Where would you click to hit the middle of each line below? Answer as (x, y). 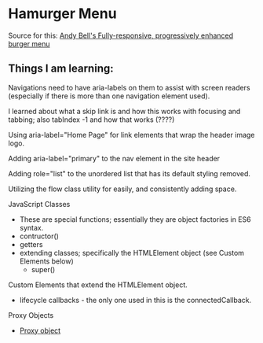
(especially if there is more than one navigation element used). (109, 96)
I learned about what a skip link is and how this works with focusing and (124, 111)
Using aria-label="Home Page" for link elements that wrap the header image (131, 135)
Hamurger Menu (62, 14)
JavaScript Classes (39, 204)
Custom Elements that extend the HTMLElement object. (98, 285)
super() (43, 269)
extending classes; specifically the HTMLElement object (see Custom (132, 253)
